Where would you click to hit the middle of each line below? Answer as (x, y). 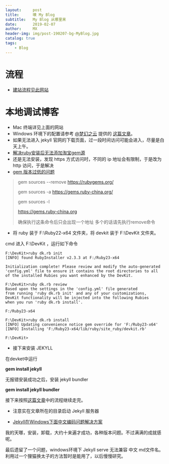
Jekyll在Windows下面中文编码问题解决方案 (58, 422)
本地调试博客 (32, 112)
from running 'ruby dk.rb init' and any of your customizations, (76, 293)
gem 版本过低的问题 (34, 171)
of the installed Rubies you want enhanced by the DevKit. (69, 275)
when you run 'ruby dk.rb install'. (44, 302)
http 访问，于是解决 (33, 165)
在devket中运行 (21, 359)
